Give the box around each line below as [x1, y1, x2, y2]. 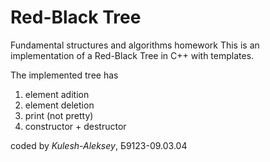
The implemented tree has [10, 69, 119, 81]
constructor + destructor [24, 120, 127, 132]
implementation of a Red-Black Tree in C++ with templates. [10, 49, 255, 61]
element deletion [24, 99, 95, 111]
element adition [24, 88, 90, 100]
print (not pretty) [24, 109, 94, 121]
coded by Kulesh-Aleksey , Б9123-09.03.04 [10, 139, 188, 151]
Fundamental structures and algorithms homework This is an [10, 39, 260, 51]
